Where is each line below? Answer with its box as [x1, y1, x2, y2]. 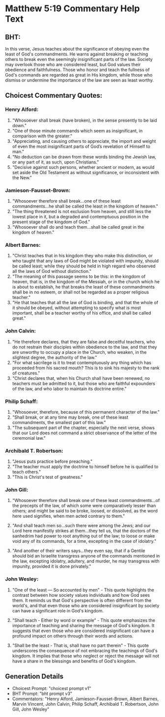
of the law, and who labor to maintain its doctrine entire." [12, 386, 127, 392]
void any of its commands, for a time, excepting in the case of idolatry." [12, 538, 157, 544]
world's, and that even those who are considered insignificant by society [12, 602, 160, 609]
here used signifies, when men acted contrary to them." [12, 513, 125, 519]
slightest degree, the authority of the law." [12, 354, 97, 360]
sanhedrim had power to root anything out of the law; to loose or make [12, 533, 155, 539]
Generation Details [5, 672, 64, 681]
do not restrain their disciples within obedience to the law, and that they [12, 344, 157, 350]
